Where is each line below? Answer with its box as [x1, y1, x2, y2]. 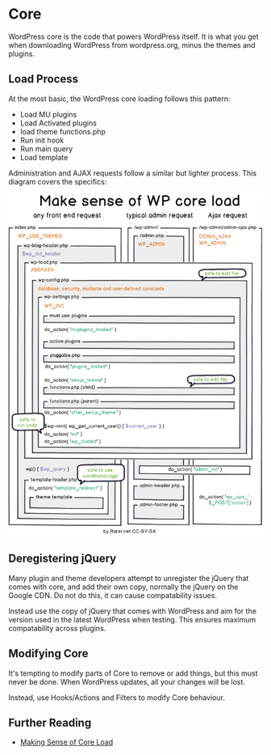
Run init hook [19, 135, 65, 145]
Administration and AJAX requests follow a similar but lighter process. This [8, 168, 256, 178]
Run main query [19, 143, 73, 154]
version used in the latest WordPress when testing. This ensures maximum [8, 614, 256, 624]
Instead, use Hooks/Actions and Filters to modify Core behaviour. [8, 693, 226, 702]
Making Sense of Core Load [19, 737, 114, 747]
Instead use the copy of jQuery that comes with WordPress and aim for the [8, 606, 256, 616]
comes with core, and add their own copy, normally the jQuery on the [8, 582, 239, 592]
